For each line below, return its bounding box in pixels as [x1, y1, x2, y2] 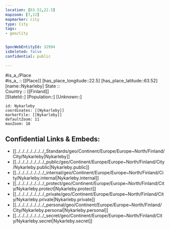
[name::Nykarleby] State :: [5, 83, 60, 89]
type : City [5, 21, 28, 27]
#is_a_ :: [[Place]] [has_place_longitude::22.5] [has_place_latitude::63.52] [5, 77, 158, 83]
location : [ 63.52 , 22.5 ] [5, 7, 56, 13]
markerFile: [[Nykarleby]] [5, 112, 62, 117]
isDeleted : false [5, 49, 42, 54]
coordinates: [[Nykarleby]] [5, 108, 65, 113]
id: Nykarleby [5, 103, 35, 109]
